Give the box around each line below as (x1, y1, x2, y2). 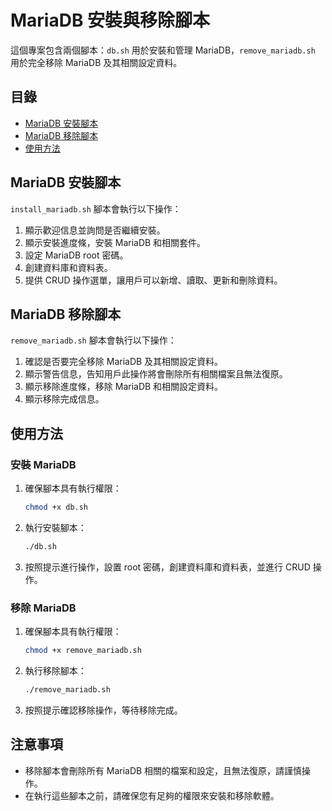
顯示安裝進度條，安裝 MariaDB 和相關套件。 (24, 236, 207, 248)
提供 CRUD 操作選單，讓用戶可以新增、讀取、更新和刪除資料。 (24, 274, 283, 286)
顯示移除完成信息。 (24, 393, 105, 405)
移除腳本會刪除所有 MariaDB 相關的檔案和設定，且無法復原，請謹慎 (24, 764, 303, 776)
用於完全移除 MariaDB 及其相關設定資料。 (10, 56, 183, 68)
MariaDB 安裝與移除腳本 (10, 9, 211, 32)
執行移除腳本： (24, 664, 87, 676)
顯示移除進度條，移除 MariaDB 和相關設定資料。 (24, 381, 224, 393)
